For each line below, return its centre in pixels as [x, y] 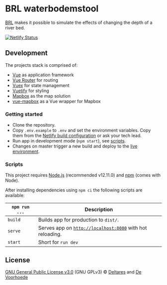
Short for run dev [58, 242]
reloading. [50, 234]
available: [15, 195]
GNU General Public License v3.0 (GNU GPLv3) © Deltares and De [73, 272]
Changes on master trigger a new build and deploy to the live [75, 146]
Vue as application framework [43, 75]
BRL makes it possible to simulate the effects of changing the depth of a [79, 22]
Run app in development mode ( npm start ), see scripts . [69, 141]
